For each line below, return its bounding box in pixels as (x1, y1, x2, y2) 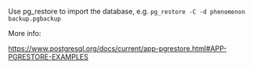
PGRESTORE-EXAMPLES (8, 53, 89, 61)
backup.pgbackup (8, 15, 61, 23)
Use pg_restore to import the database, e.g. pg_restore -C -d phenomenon (8, 7, 245, 16)
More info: (8, 29, 42, 38)
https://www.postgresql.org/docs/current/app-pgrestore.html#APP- (8, 44, 227, 53)
